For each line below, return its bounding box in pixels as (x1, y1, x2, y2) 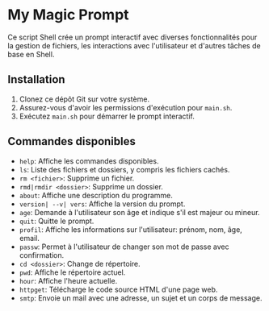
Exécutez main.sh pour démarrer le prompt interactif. (19, 111, 195, 121)
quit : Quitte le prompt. (19, 216, 95, 226)
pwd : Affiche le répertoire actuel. (19, 267, 126, 277)
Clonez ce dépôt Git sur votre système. (19, 94, 150, 104)
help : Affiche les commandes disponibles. (19, 155, 159, 166)
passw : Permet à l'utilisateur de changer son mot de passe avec (19, 242, 229, 251)
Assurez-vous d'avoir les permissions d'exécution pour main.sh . (19, 102, 233, 112)
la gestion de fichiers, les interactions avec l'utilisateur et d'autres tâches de (7, 40, 261, 50)
